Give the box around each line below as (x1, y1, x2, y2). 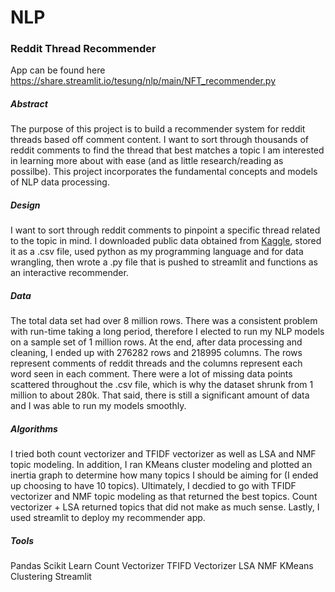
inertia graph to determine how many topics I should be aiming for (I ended (10, 469, 319, 481)
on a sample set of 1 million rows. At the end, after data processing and (10, 336, 303, 348)
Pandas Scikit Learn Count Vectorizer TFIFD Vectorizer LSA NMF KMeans (10, 560, 314, 572)
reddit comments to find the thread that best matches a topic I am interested (10, 144, 325, 156)
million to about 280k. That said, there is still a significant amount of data (10, 389, 310, 401)
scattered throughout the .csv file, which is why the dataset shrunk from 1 (10, 379, 314, 391)
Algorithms (10, 422, 58, 435)
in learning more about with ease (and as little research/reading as (10, 155, 284, 167)
